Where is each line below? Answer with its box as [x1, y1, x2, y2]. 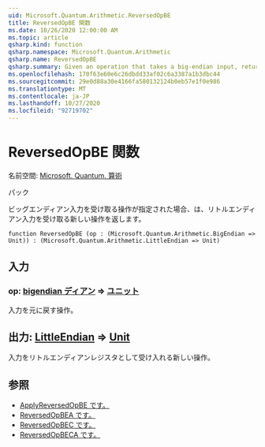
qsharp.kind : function [8, 41, 83, 49]
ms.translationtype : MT [8, 84, 87, 93]
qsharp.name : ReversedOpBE [8, 56, 97, 64]
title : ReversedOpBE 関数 [8, 19, 91, 27]
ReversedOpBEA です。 [19, 411, 96, 420]
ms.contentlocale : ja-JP [8, 92, 90, 100]
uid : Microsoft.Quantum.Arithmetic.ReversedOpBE [8, 11, 171, 20]
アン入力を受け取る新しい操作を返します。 [8, 214, 146, 223]
